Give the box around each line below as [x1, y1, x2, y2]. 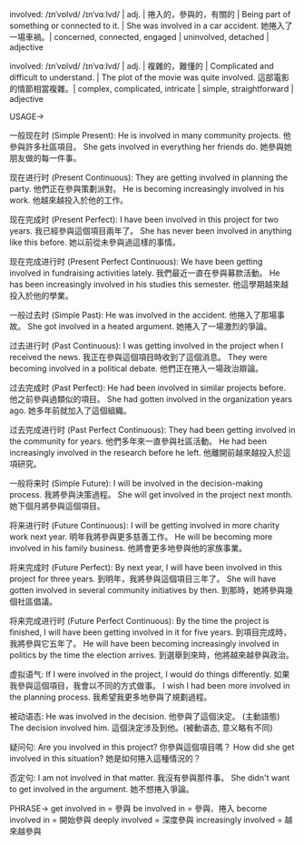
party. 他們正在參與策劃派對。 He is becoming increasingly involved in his [9, 184, 285, 194]
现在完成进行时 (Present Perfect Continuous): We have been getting [9, 257, 263, 267]
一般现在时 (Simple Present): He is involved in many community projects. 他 [9, 130, 292, 140]
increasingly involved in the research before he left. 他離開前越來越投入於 [9, 448, 283, 458]
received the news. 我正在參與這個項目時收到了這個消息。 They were [9, 352, 268, 362]
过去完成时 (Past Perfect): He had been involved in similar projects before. [9, 382, 287, 393]
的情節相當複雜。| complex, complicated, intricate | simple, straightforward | [9, 84, 294, 94]
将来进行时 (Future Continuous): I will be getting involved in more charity [9, 520, 279, 530]
